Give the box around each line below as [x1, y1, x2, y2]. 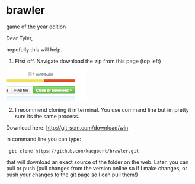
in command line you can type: [6, 135, 82, 143]
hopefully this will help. [6, 46, 63, 53]
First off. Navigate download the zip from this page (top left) [14, 57, 161, 64]
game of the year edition [6, 23, 66, 30]
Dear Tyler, [6, 34, 33, 41]
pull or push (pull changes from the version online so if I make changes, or [6, 164, 188, 172]
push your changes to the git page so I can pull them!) [6, 171, 138, 178]
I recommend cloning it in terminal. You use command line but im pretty [14, 106, 190, 113]
